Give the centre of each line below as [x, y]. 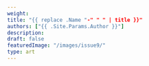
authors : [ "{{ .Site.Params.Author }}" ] [66, 26]
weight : [18, 13]
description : [26, 33]
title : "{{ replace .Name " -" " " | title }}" [75, 20]
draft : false [26, 39]
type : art [21, 52]
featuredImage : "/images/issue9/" [57, 45]
